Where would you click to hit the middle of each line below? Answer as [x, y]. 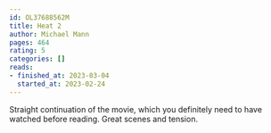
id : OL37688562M [39, 17]
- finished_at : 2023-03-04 [59, 76]
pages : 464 [29, 42]
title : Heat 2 [36, 26]
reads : [21, 68]
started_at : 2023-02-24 [61, 84]
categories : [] [37, 59]
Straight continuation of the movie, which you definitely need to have [136, 109]
